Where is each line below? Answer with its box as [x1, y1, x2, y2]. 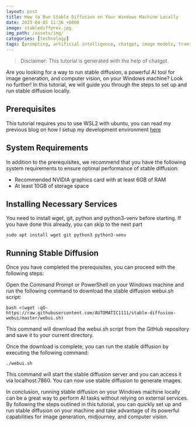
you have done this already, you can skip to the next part [6, 221, 143, 228]
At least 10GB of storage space [14, 182, 89, 189]
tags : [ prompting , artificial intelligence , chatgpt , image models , [6, 42, 176, 47]
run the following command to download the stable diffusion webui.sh [6, 287, 174, 294]
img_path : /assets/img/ [6, 30, 64, 36]
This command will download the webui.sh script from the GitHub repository [6, 325, 190, 332]
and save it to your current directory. [6, 332, 94, 339]
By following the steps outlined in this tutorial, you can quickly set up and [6, 401, 182, 408]
